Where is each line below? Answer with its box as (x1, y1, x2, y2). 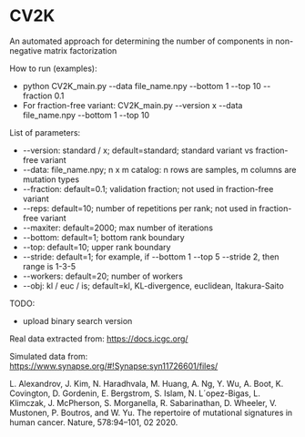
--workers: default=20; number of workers (22, 270, 184, 281)
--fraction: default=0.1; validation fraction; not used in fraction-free (22, 183, 274, 194)
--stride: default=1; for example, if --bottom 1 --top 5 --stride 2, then (22, 251, 280, 262)
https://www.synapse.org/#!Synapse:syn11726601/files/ (9, 361, 219, 371)
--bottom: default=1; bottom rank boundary (22, 231, 185, 242)
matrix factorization (44, 45, 117, 56)
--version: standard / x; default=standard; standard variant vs (22, 145, 254, 156)
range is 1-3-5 (22, 260, 76, 271)
